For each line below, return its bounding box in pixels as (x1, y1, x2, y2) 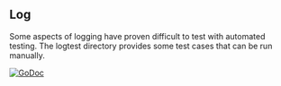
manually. (9, 49, 45, 61)
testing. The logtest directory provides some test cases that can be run (9, 40, 273, 51)
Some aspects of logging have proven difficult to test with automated (9, 30, 266, 41)
